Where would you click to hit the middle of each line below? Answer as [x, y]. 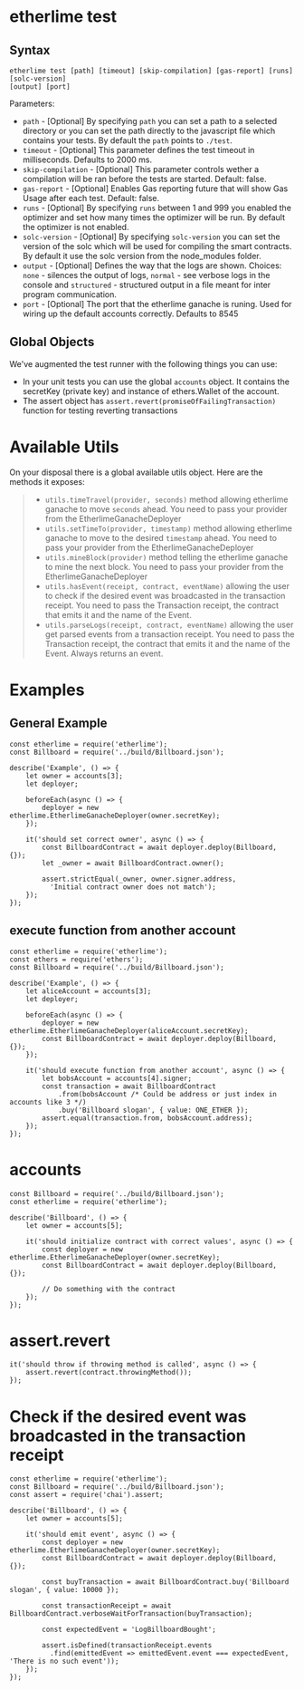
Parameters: [32, 103]
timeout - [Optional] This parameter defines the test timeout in [138, 150]
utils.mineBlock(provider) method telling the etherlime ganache [166, 557]
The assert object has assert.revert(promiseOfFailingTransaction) [149, 401]
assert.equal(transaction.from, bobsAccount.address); [147, 1118]
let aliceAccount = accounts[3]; [89, 991]
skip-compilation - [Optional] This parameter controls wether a [141, 169]
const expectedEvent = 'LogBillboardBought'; [129, 1630]
